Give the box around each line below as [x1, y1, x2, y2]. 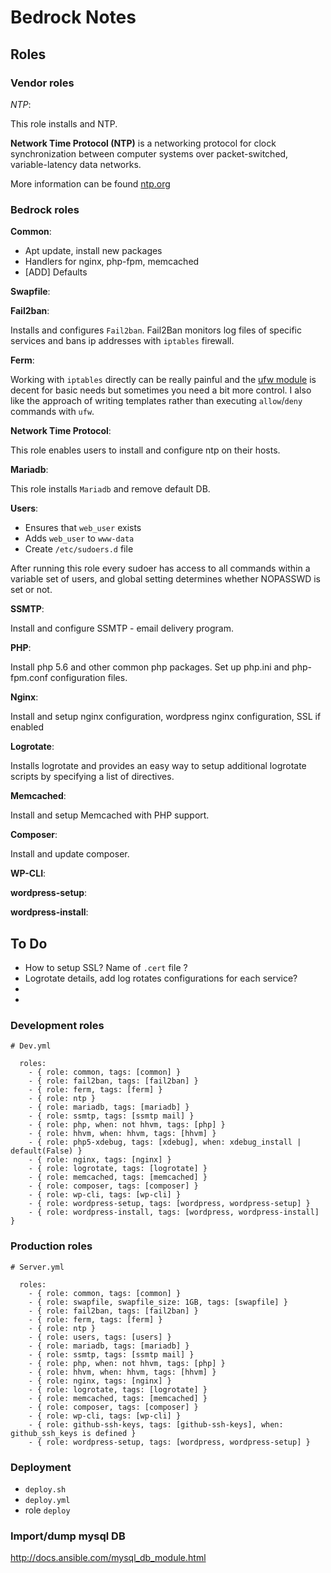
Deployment [10, 1460, 72, 1474]
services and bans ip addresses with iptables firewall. [10, 335, 235, 347]
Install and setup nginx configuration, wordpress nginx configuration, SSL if [10, 711, 322, 723]
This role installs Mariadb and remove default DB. [10, 483, 211, 495]
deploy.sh [24, 1484, 67, 1495]
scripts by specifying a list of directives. [10, 771, 175, 783]
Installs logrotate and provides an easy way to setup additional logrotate [10, 760, 307, 772]
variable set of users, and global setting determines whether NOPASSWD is [10, 573, 322, 585]
